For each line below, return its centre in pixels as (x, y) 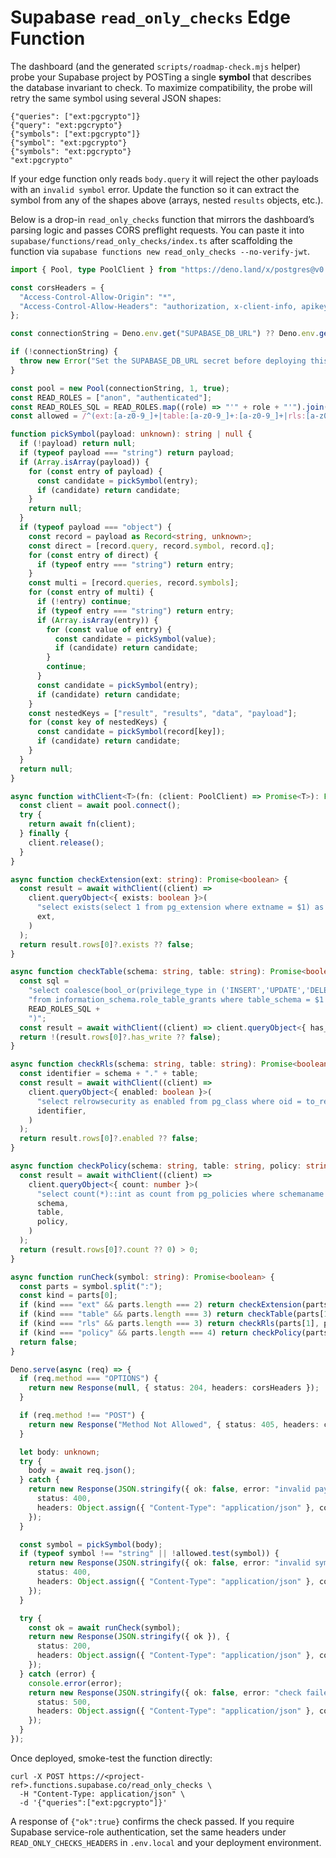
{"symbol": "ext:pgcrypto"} (69, 142)
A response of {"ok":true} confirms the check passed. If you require (152, 1821)
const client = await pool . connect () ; (100, 806)
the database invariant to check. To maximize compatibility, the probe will (161, 87)
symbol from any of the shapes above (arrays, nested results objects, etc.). (167, 200)
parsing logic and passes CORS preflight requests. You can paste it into (157, 230)
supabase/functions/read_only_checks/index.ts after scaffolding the (151, 240)
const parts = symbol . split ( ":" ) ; (91, 1286)
